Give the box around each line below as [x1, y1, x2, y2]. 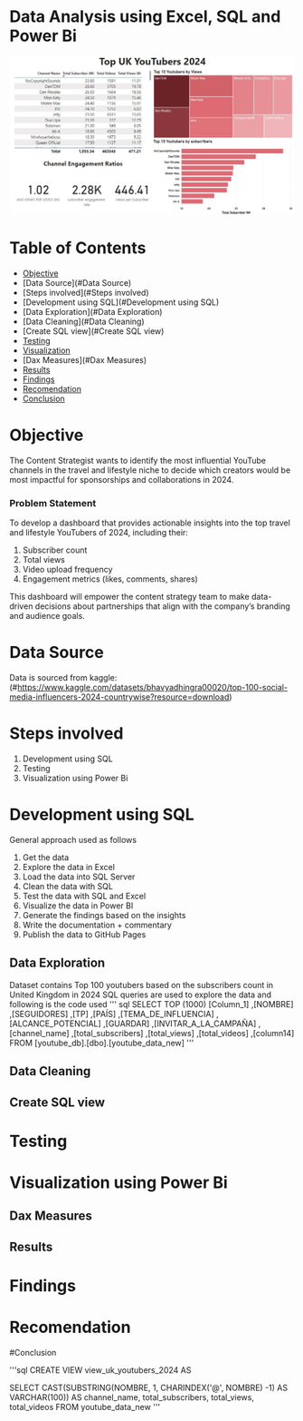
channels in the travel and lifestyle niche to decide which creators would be [9, 465, 291, 475]
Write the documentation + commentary [22, 919, 172, 930]
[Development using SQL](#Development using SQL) [22, 297, 220, 308]
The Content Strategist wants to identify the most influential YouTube [9, 455, 267, 465]
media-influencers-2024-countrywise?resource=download [9, 691, 230, 702]
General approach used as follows [9, 834, 137, 845]
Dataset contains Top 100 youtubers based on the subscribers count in [9, 979, 274, 990]
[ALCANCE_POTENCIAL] [9, 1018, 101, 1029]
